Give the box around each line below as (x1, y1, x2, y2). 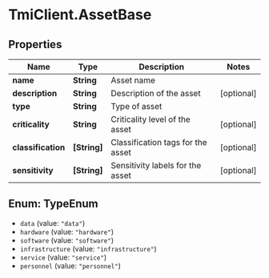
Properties (8, 38, 62, 51)
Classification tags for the (110, 137, 207, 147)
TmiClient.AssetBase (8, 6, 152, 24)
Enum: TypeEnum (8, 197, 98, 211)
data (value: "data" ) (19, 218, 86, 228)
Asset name (110, 75, 156, 86)
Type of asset (110, 101, 163, 111)
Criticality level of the (110, 114, 191, 125)
